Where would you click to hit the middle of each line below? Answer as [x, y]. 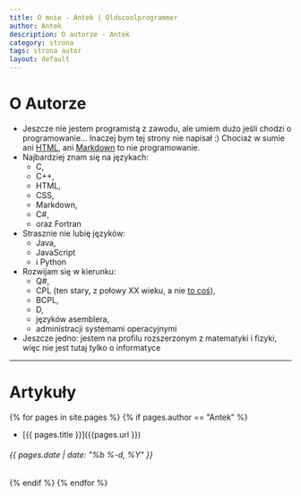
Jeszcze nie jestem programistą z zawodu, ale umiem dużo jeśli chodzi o [157, 128]
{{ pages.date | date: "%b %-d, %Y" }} [82, 455]
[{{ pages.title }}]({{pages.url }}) [82, 434]
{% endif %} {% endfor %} [59, 483]
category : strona [42, 43]
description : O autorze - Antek [69, 34]
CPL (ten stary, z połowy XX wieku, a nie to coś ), [125, 290]
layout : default [39, 59]
